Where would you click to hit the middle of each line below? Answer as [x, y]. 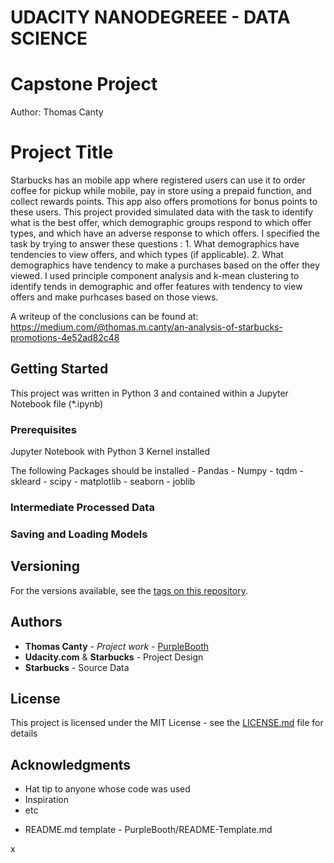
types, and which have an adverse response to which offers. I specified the [165, 233]
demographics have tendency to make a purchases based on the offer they [165, 265]
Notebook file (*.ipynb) [57, 403]
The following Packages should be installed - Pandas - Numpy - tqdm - [157, 471]
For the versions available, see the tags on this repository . [129, 590]
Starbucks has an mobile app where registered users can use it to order [158, 180]
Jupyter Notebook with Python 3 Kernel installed [110, 452]
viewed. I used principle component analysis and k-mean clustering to [155, 276]
